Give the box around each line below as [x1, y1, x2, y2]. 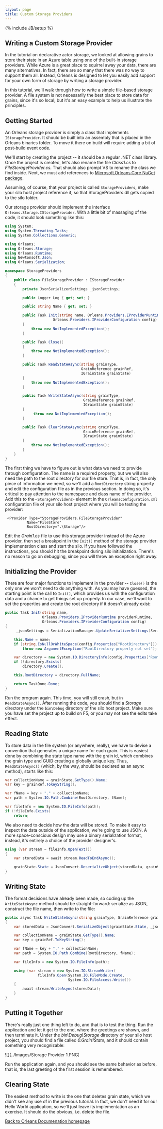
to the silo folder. [5, 195, 39, 201]
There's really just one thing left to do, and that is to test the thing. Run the [5, 1022, 154, 1028]
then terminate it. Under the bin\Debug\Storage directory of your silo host [5, 1032, 152, 1038]
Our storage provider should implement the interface [5, 204, 111, 210]
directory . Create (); [22, 664, 64, 669]
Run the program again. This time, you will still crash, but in [5, 695, 123, 701]
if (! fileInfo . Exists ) [5, 809, 51, 813]
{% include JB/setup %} [5, 25, 53, 31]
